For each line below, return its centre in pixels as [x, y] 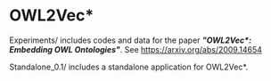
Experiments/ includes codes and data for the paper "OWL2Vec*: [131, 40]
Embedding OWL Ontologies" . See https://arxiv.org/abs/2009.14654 [136, 49]
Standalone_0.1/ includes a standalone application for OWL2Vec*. [129, 67]
